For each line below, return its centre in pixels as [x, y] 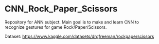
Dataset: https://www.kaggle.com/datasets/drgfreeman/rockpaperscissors [79, 36]
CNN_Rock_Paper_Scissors [61, 9]
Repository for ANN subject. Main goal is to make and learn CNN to [72, 22]
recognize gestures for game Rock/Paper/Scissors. [56, 27]
